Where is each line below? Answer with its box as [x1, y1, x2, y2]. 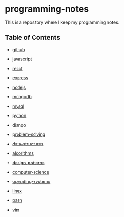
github [12, 46, 25, 52]
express [12, 74, 28, 81]
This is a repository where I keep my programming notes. [5, 19, 120, 25]
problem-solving [12, 131, 45, 137]
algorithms [12, 150, 34, 156]
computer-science [12, 169, 50, 175]
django [12, 122, 26, 127]
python [12, 112, 27, 118]
